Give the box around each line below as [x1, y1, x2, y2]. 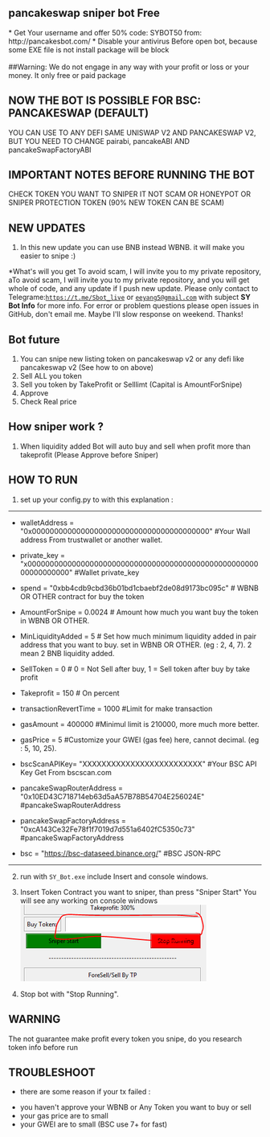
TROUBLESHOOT [8, 1065, 96, 1079]
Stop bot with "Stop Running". [19, 989, 119, 999]
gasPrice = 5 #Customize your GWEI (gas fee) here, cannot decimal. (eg [19, 735, 260, 745]
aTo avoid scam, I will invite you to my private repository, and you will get [8, 275, 250, 285]
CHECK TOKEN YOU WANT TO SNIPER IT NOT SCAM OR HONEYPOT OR [8, 189, 252, 199]
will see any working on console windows [19, 896, 158, 905]
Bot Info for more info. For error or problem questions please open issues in [8, 301, 260, 310]
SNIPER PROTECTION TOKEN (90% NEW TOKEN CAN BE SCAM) [8, 198, 225, 207]
